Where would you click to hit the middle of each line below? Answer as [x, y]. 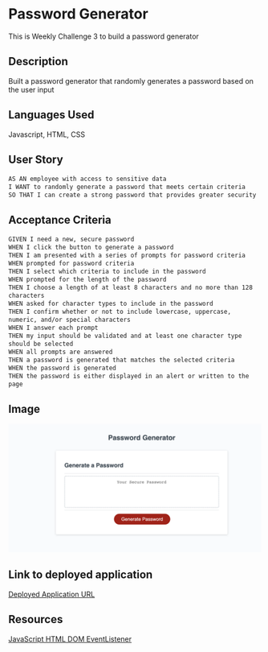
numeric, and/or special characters [69, 320]
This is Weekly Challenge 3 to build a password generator [104, 36]
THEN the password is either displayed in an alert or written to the [129, 376]
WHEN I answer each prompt [53, 328]
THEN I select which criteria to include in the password [107, 272]
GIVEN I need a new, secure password [71, 239]
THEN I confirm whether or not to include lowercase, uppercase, [120, 312]
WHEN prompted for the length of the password [87, 280]
